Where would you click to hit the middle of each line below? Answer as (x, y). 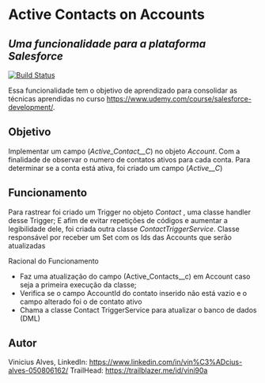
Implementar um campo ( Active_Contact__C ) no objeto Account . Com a (124, 151)
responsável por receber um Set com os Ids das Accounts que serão (120, 237)
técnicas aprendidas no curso (57, 99)
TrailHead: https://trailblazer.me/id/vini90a (139, 370)
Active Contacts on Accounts (107, 15)
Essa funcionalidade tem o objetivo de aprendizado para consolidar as (123, 90)
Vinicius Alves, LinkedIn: (48, 362)
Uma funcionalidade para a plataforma (107, 44)
